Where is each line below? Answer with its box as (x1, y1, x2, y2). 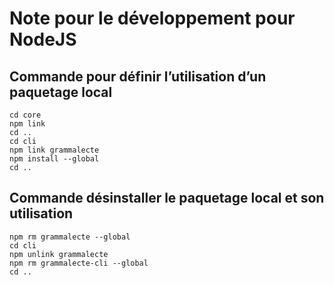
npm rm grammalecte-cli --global (9, 258, 149, 268)
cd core (9, 110, 42, 120)
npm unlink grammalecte (9, 249, 109, 259)
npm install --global (9, 154, 100, 164)
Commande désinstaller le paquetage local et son (9, 190, 325, 207)
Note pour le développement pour (9, 7, 296, 30)
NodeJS (9, 28, 77, 51)
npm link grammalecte (9, 145, 100, 155)
